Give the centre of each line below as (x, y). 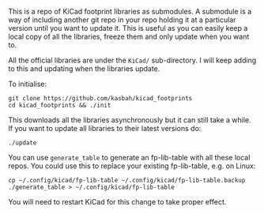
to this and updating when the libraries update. (84, 69)
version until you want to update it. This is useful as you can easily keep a (128, 28)
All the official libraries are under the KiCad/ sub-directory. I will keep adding (132, 60)
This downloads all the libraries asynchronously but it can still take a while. (130, 120)
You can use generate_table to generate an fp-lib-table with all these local (129, 158)
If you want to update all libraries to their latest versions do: (105, 128)
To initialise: (28, 84)
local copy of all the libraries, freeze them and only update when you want (129, 36)
